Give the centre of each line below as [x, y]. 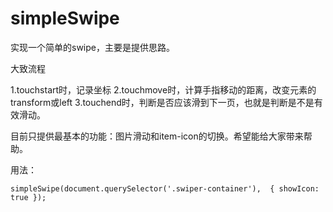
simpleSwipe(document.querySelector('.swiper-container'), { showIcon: [165, 188]
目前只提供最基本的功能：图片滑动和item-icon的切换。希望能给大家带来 [157, 136]
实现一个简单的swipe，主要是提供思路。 [92, 47]
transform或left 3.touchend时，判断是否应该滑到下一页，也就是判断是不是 [162, 102]
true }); [28, 197]
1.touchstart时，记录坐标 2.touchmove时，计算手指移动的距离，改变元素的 [163, 89]
